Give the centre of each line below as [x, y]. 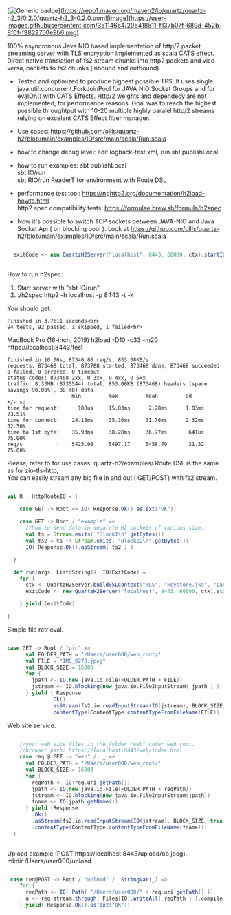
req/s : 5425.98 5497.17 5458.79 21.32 [106, 444]
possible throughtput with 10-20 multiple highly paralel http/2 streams [116, 111]
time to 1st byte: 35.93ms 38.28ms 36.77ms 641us [106, 432]
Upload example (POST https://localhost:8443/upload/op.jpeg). [97, 853]
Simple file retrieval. [35, 629]
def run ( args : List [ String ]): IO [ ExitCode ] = [80, 572]
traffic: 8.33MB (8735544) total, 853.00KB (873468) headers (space [107, 384]
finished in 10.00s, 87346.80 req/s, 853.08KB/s [78, 360]
